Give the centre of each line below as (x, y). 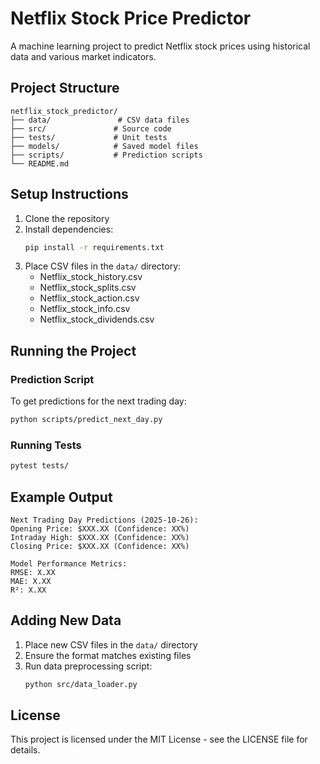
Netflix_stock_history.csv (91, 277)
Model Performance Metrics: (69, 563)
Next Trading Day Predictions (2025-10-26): (104, 520)
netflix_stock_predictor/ (64, 111)
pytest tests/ (40, 466)
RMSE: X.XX (33, 572)
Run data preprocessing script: (88, 666)
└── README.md (40, 163)
